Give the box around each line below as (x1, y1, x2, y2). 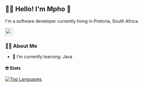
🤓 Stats (5, 65, 21, 71)
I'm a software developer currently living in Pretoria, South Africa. (5, 18, 139, 24)
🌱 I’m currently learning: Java (12, 54, 73, 60)
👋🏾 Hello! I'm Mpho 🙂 (5, 5, 71, 13)
